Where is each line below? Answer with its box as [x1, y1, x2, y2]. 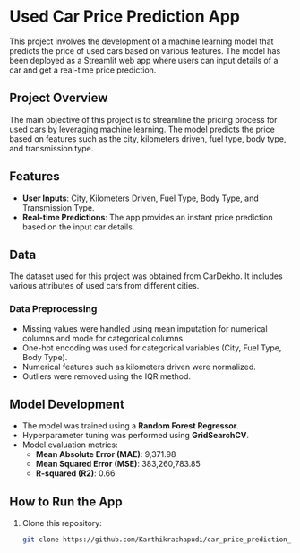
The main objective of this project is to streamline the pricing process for [9, 114, 278, 125]
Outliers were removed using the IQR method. [21, 370, 191, 382]
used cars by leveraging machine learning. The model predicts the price [9, 124, 275, 134]
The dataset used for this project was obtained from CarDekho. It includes [9, 271, 284, 281]
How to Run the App [9, 494, 123, 509]
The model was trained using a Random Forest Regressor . [21, 420, 240, 431]
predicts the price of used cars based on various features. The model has [9, 45, 281, 56]
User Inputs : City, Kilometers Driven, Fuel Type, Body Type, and [21, 193, 260, 203]
